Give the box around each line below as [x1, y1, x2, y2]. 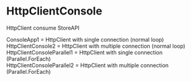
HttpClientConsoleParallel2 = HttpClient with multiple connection [6, 62, 169, 69]
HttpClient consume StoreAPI [6, 24, 80, 31]
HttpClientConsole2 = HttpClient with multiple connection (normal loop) [6, 42, 186, 50]
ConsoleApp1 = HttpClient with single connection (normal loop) [6, 36, 164, 43]
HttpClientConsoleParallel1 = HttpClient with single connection [6, 48, 163, 56]
